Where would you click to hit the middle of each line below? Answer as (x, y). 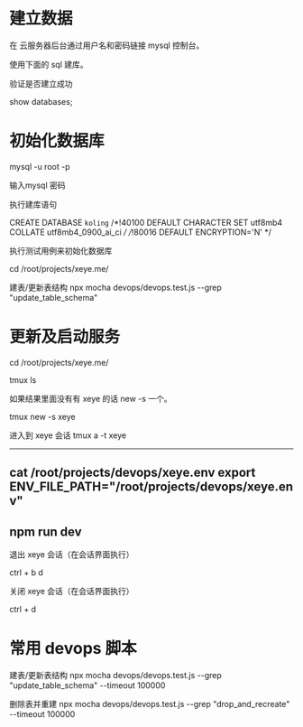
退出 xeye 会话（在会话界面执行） (72, 555)
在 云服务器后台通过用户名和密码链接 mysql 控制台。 (107, 45)
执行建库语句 (33, 204)
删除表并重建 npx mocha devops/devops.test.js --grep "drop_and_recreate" (150, 704)
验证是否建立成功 (41, 83)
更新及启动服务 (65, 337)
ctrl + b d (26, 573)
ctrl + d (23, 610)
